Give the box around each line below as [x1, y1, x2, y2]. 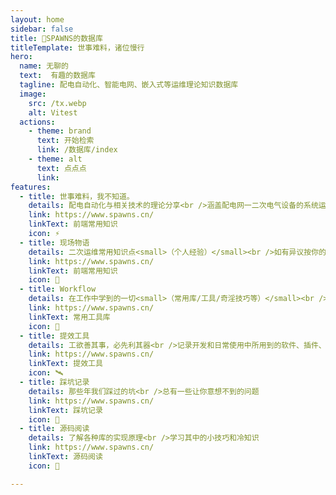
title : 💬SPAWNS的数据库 [10, 33, 103, 43]
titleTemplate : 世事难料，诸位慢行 [10, 42, 145, 53]
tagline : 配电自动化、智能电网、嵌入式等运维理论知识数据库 [19, 80, 239, 90]
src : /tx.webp [28, 98, 87, 108]
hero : [10, 52, 33, 62]
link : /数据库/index [36, 145, 118, 155]
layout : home [10, 14, 65, 25]
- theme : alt [28, 154, 83, 164]
